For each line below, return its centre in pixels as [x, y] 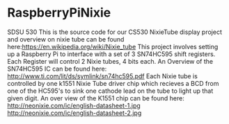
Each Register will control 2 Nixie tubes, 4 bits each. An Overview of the [110, 61]
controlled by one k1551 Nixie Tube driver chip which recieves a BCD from [113, 83]
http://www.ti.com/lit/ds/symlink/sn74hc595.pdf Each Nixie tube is [103, 76]
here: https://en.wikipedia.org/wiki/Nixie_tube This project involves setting [113, 46]
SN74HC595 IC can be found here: [57, 69]
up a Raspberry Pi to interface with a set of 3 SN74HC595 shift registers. [111, 54]
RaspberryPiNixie [59, 13]
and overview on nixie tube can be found [66, 39]
